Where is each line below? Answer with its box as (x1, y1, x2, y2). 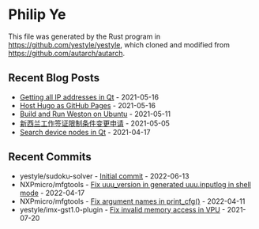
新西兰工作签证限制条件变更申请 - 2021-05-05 (19, 118, 170, 128)
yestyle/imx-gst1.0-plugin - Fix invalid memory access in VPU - (19, 205, 226, 214)
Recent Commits (8, 150, 92, 163)
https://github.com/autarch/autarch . (8, 48, 125, 58)
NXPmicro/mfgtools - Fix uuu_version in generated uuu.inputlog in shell (19, 179, 251, 189)
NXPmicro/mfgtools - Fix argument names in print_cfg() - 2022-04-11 (19, 196, 246, 206)
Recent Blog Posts (8, 71, 100, 84)
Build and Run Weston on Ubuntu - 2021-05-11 (19, 109, 171, 118)
